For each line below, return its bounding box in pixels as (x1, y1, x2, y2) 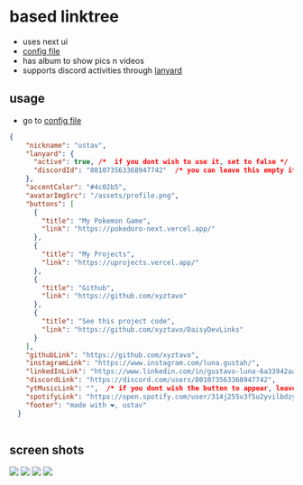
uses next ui (22, 36, 69, 47)
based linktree (9, 6, 120, 27)
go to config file (22, 114, 82, 125)
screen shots (9, 442, 85, 457)
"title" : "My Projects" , (41, 250, 135, 259)
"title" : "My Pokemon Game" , (41, 216, 151, 225)
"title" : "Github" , (41, 283, 115, 292)
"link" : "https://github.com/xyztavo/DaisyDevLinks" (41, 325, 244, 334)
